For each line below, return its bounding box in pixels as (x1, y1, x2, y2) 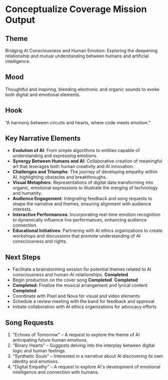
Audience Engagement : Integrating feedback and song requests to (12, 195, 152, 202)
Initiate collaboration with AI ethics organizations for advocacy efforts (12, 303, 157, 310)
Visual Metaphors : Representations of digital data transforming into (12, 180, 153, 186)
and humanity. (12, 190, 42, 196)
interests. (12, 206, 32, 212)
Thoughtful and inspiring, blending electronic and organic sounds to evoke (5, 86, 160, 92)
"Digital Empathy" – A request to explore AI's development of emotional (12, 364, 161, 370)
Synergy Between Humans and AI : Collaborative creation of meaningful (12, 158, 162, 164)
